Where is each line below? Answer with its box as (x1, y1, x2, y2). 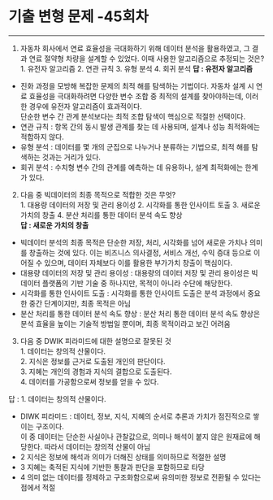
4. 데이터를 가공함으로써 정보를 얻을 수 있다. (19, 376, 159, 386)
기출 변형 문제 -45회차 (8, 7, 149, 26)
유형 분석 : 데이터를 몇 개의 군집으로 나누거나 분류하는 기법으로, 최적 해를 (19, 141, 250, 151)
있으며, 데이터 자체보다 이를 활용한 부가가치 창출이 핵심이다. (44, 258, 233, 267)
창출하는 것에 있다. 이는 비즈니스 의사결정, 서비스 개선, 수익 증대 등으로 (28, 247, 252, 257)
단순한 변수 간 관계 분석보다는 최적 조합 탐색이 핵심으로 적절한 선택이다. (19, 111, 246, 121)
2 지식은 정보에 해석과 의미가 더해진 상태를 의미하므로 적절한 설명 (19, 452, 227, 462)
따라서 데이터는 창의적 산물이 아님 (44, 441, 151, 451)
